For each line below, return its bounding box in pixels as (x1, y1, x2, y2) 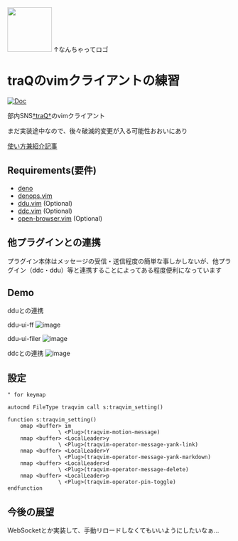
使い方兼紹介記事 (7, 142, 58, 150)
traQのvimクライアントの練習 (7, 73, 180, 89)
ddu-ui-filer (7, 335, 41, 343)
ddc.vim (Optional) (17, 206, 72, 215)
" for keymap (7, 392, 46, 399)
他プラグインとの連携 (7, 236, 101, 248)
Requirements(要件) (7, 164, 97, 177)
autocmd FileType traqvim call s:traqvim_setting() (7, 404, 163, 411)
